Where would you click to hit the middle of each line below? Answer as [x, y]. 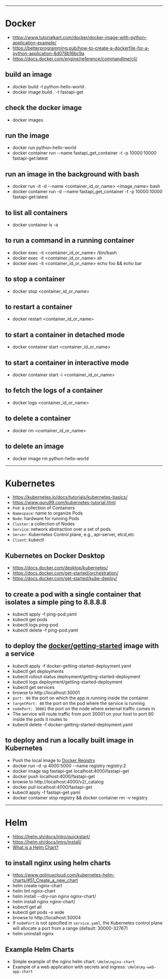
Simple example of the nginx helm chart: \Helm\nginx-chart [73, 961]
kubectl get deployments [38, 671]
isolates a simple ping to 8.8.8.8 [56, 602]
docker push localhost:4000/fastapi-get [53, 776]
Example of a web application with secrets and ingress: [69, 967]
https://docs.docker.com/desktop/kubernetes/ [60, 568]
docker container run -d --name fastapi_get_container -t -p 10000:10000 [87, 192]
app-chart [23, 972]
